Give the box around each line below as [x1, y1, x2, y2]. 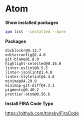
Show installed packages [5, 19, 58, 25]
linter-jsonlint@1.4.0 [5, 69, 52, 75]
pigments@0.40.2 [5, 87, 39, 92]
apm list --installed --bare [5, 29, 66, 34]
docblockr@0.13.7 [5, 48, 41, 53]
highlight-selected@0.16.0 [5, 61, 61, 66]
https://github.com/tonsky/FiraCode [5, 110, 79, 116]
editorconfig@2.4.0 [5, 52, 46, 57]
